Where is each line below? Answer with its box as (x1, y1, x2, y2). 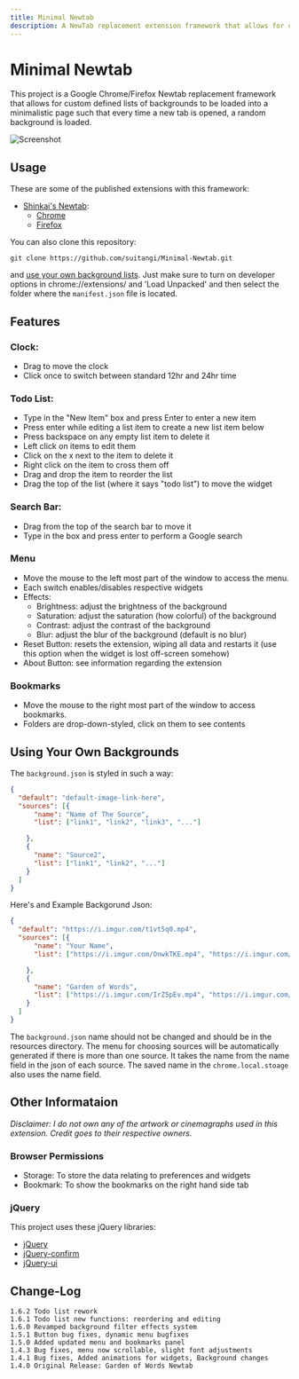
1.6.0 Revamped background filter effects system (10, 1323, 198, 1332)
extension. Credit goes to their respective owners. (10, 1128, 193, 1139)
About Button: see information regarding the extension (22, 658, 223, 668)
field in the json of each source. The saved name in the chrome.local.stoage (10, 1060, 289, 1070)
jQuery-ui (22, 1257, 59, 1269)
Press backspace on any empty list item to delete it (22, 431, 210, 442)
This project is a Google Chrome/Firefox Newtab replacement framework (10, 89, 277, 99)
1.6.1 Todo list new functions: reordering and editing (10, 1315, 221, 1324)
